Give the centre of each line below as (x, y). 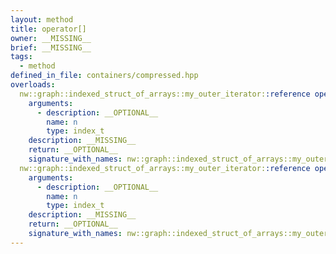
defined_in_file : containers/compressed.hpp (104, 76)
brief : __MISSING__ (51, 47)
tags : (21, 57)
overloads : (33, 85)
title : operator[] (48, 29)
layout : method (42, 19)
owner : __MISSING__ (51, 38)
